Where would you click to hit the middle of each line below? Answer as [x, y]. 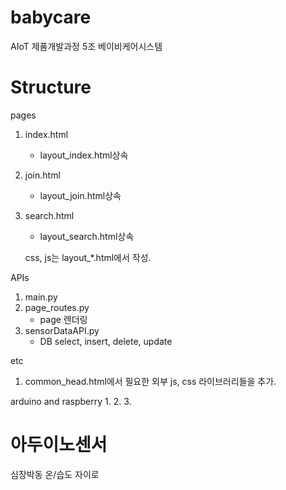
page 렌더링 [63, 319]
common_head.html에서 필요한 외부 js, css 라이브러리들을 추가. [150, 381]
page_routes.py [57, 307]
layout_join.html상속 [80, 195]
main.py [41, 297]
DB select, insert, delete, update [106, 341]
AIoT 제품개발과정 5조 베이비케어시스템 [86, 46]
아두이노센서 [59, 445]
